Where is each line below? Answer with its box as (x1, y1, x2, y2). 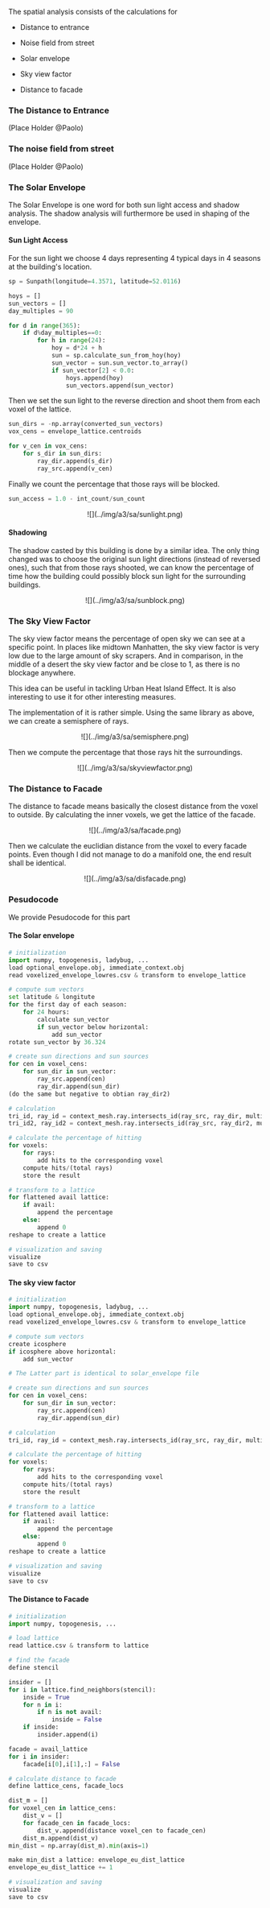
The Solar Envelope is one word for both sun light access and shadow (8, 200, 239, 209)
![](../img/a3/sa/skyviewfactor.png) (77, 763, 193, 773)
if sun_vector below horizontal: (37, 1022, 149, 1031)
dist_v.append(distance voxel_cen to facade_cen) (37, 1827, 207, 1835)
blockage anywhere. (8, 668, 76, 678)
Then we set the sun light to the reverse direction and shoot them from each (8, 396, 261, 406)
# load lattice (8, 1634, 59, 1642)
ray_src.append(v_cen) (37, 465, 113, 473)
